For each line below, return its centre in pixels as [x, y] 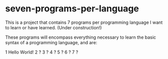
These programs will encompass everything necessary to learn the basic [81, 37]
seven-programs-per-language [72, 9]
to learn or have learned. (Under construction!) [54, 27]
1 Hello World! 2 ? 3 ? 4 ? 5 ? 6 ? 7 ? [42, 52]
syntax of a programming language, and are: [51, 42]
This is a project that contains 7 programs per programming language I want [84, 22]
